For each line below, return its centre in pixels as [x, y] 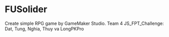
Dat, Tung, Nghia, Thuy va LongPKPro [44, 28]
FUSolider [26, 9]
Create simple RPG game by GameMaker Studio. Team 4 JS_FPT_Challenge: [84, 23]
